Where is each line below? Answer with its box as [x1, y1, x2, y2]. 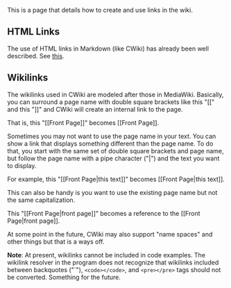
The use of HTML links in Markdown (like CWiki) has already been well [7, 44, 209, 53]
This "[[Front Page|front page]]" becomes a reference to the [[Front [7, 209, 200, 217]
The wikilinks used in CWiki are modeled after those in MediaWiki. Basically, [7, 90, 224, 99]
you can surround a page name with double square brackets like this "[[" [7, 97, 215, 106]
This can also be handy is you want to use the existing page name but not [7, 188, 218, 196]
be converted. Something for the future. [7, 273, 121, 281]
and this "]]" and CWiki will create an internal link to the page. [7, 105, 183, 113]
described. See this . [7, 51, 65, 60]
